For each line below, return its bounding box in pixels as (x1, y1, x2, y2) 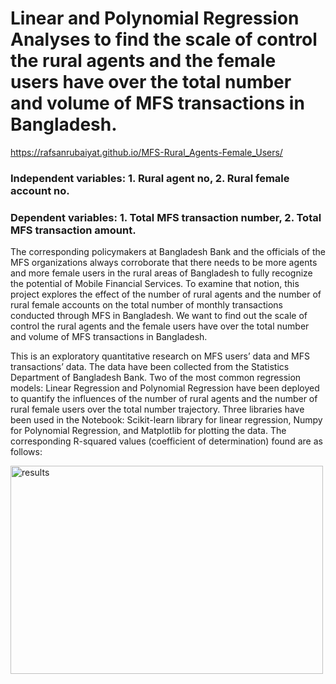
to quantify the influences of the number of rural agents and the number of (10, 393, 318, 405)
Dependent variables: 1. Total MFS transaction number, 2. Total (10, 210, 322, 224)
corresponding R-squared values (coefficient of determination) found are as (10, 435, 323, 447)
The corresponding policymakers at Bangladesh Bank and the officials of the (10, 246, 326, 258)
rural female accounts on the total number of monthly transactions (10, 299, 283, 311)
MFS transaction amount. (10, 223, 137, 237)
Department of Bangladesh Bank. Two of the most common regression (10, 372, 302, 384)
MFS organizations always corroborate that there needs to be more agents (10, 257, 318, 269)
